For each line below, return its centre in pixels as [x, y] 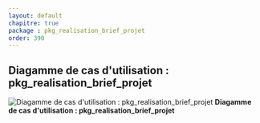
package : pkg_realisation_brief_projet [77, 30]
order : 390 [26, 38]
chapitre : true [34, 23]
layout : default [35, 16]
